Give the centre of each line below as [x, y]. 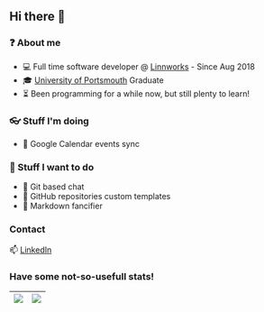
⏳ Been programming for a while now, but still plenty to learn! [136, 93]
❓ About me [35, 43]
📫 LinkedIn [31, 250]
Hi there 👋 [37, 17]
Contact [27, 229]
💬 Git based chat [53, 187]
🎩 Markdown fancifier [63, 206]
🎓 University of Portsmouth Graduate [93, 80]
